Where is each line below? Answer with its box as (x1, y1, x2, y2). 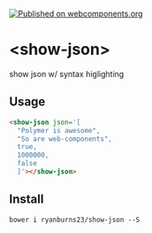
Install (9, 191, 44, 207)
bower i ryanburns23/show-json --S (9, 215, 141, 224)
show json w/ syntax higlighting (9, 68, 125, 79)
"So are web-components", (17, 134, 113, 144)
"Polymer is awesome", (17, 126, 101, 135)
